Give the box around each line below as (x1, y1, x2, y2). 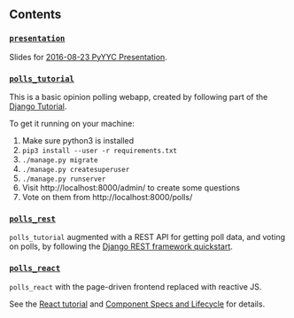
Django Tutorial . (9, 101, 67, 112)
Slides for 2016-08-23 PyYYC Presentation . (9, 51, 168, 62)
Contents (9, 7, 62, 22)
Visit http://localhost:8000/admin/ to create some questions (21, 182, 241, 193)
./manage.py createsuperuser (21, 165, 130, 174)
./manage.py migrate (21, 155, 98, 165)
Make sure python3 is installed (21, 135, 135, 145)
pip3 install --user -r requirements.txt (21, 146, 177, 155)
